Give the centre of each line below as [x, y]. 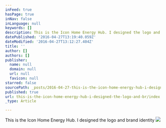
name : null [21, 64]
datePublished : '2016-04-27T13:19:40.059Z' [51, 37]
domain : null [23, 69]
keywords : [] [19, 28]
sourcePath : [17, 87]
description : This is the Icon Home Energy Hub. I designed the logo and [83, 32]
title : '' [15, 46]
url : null [20, 74]
